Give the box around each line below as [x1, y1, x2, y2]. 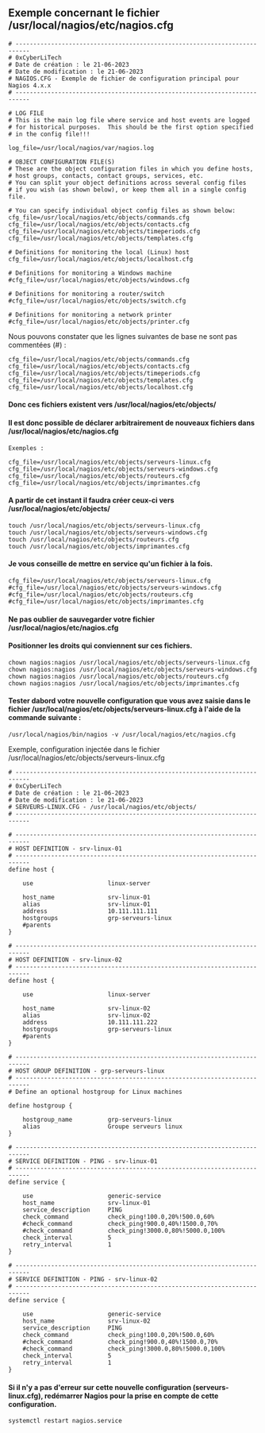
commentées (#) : [8, 340, 67, 349]
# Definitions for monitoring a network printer [8, 310, 172, 318]
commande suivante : [8, 713, 82, 722]
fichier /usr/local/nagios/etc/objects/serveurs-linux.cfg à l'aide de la [8, 704, 241, 714]
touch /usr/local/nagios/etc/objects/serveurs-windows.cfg [8, 528, 208, 537]
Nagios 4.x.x [8, 81, 52, 90]
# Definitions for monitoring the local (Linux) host [8, 248, 190, 256]
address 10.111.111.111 [22, 907, 158, 915]
